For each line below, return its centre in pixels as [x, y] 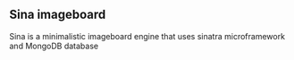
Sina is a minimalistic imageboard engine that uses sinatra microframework [147, 36]
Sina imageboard [58, 15]
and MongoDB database [54, 46]
